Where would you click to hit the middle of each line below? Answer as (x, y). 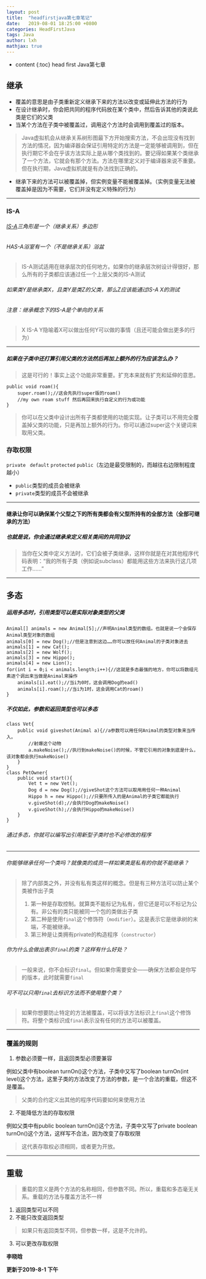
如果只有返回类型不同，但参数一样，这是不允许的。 (86, 1231)
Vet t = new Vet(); (53, 784)
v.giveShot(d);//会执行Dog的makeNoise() (79, 803)
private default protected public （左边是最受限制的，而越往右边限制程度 (101, 464)
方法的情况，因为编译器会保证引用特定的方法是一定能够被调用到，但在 (110, 145)
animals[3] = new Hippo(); (41, 658)
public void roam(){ (33, 387)
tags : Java (20, 35)
